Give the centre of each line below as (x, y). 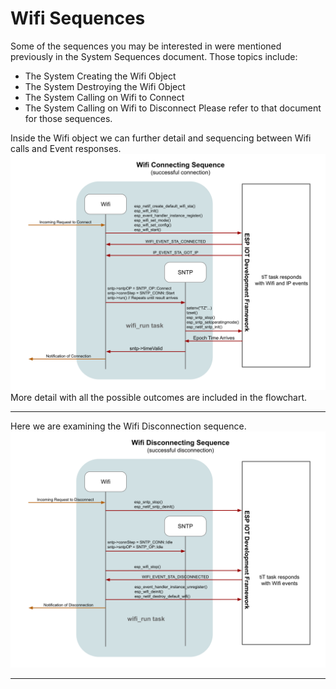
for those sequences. (68, 118)
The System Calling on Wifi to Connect (104, 97)
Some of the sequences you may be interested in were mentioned (146, 46)
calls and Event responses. (66, 148)
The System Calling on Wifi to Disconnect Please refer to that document (173, 108)
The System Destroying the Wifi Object (105, 86)
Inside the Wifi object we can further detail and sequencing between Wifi (161, 138)
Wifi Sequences (78, 18)
